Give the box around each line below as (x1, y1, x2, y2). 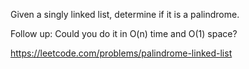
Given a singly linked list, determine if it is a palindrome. (10, 9, 240, 20)
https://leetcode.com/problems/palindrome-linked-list (10, 47, 233, 59)
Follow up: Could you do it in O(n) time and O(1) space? (10, 28, 238, 39)
